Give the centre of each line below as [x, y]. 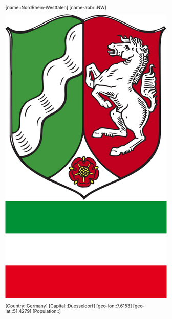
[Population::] [47, 311]
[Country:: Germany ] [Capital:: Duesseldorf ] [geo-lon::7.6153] [69, 306]
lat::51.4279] [18, 311]
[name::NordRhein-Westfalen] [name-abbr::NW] [56, 7]
